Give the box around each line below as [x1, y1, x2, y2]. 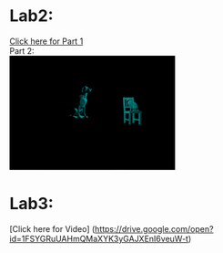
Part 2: [9, 45, 35, 56]
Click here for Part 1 [9, 36, 84, 47]
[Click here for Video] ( [9, 223, 96, 234]
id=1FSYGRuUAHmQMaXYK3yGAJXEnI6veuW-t [9, 233, 189, 244]
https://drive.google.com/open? [94, 223, 214, 234]
